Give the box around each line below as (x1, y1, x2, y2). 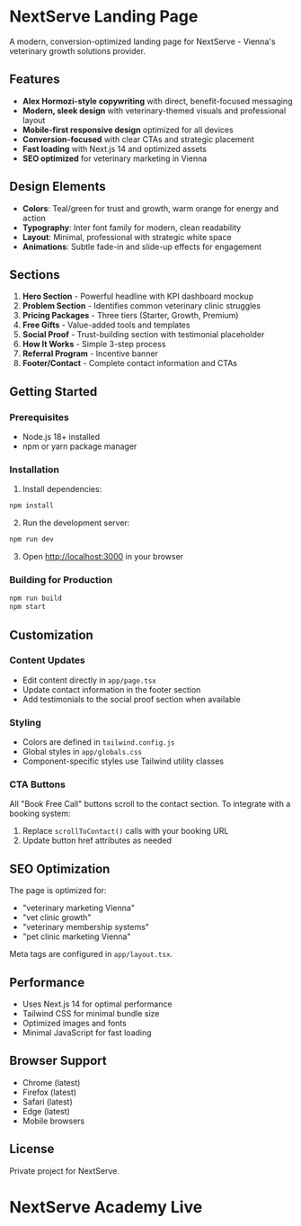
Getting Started (9, 384, 98, 399)
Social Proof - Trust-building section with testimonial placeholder (22, 329, 265, 340)
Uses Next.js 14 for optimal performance (22, 998, 173, 1009)
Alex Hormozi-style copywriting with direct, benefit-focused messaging (22, 95, 293, 106)
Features (9, 72, 60, 87)
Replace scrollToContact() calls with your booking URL (22, 826, 229, 837)
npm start (9, 603, 47, 612)
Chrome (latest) (22, 1077, 81, 1087)
